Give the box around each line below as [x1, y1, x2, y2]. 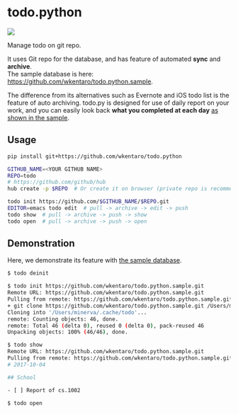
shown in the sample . [7, 113, 69, 122]
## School [7, 374, 37, 381]
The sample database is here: [7, 69, 94, 78]
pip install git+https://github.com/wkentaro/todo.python [7, 153, 182, 160]
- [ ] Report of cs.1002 [7, 386, 81, 393]
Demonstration [7, 238, 76, 250]
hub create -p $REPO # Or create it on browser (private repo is [7, 185, 208, 192]
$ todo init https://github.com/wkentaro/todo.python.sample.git [7, 282, 204, 290]
